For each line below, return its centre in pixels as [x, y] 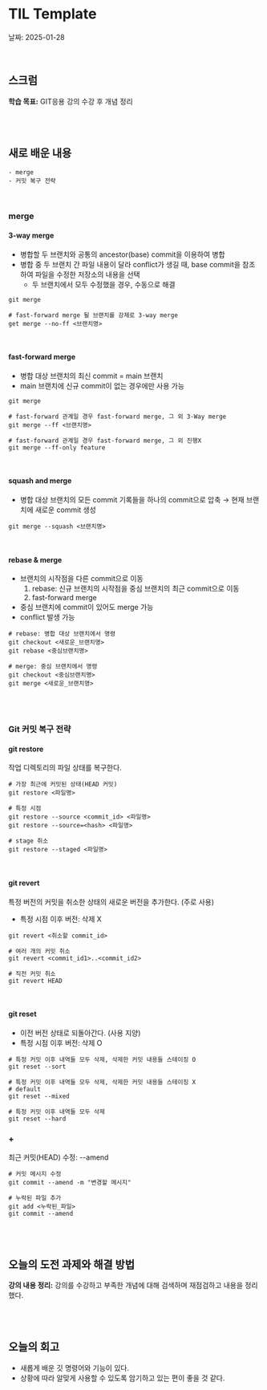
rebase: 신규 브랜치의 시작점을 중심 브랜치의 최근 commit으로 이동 [136, 589]
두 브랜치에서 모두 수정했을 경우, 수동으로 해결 [103, 284]
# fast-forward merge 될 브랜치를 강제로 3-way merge [93, 315]
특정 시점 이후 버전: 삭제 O [61, 1042]
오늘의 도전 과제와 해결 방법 [71, 1264]
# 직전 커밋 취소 [32, 973]
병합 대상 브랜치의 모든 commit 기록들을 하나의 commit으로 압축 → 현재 [132, 500]
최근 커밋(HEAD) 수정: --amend [59, 1157]
